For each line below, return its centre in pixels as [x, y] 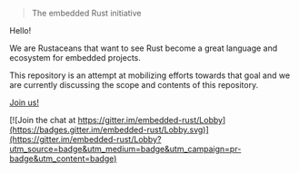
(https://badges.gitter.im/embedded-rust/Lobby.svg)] [109, 130]
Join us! [24, 102]
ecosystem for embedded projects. [75, 58]
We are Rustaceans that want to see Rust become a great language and [144, 48]
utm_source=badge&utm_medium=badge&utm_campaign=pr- [125, 149]
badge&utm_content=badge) [63, 159]
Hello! [20, 30]
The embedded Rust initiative [86, 13]
